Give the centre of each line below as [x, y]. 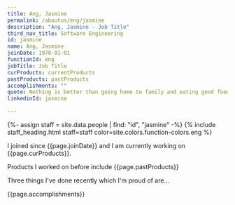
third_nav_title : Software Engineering [65, 33]
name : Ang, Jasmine [36, 46]
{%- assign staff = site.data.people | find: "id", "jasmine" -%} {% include [112, 125]
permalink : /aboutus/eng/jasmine [56, 20]
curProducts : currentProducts [51, 72]
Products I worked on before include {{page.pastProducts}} [93, 167]
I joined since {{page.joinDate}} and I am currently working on [97, 146]
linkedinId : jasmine [37, 99]
